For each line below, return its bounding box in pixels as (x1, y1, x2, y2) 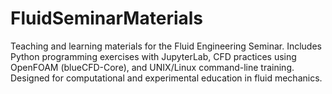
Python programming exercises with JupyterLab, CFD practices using (10, 50, 297, 62)
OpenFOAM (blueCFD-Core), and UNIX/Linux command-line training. (10, 61, 295, 73)
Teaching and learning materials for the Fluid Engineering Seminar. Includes (10, 40, 322, 52)
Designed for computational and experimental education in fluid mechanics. (10, 72, 323, 84)
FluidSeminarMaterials (10, 7, 204, 30)
